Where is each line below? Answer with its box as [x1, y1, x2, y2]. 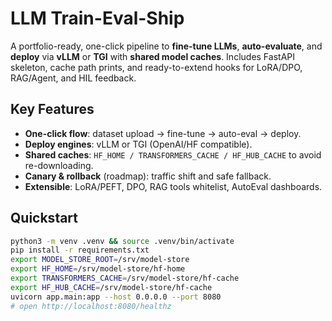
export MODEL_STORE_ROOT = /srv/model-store [10, 255, 190, 265]
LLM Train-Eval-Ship [10, 7, 185, 30]
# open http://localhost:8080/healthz [10, 301, 172, 311]
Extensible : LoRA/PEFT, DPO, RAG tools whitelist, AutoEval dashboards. [24, 180, 323, 192]
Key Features [10, 101, 95, 118]
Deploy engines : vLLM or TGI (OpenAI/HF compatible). [24, 138, 253, 150]
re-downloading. [24, 159, 94, 171]
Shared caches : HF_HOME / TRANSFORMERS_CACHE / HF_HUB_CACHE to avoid [24, 148, 322, 161]
